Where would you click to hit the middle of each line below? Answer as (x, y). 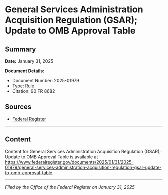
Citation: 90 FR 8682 (34, 91)
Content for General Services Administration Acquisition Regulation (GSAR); (83, 151)
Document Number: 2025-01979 (46, 80)
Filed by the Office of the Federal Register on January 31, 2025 (70, 187)
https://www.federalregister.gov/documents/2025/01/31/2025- (69, 162)
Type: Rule (23, 86)
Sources (18, 107)
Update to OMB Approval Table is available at (52, 157)
